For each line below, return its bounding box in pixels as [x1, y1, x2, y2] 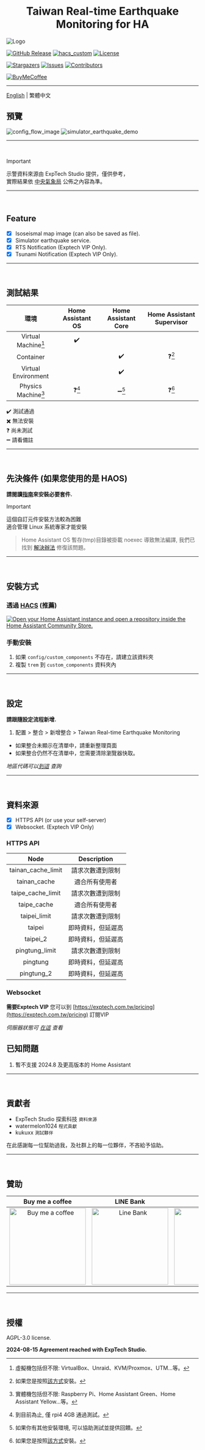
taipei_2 [24, 935, 48, 943]
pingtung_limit [15, 946, 56, 955]
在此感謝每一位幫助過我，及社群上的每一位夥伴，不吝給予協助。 [6, 1141, 167, 1149]
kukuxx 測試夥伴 [15, 1129, 54, 1136]
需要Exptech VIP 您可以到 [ [6, 1003, 75, 1010]
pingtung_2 [19, 969, 52, 978]
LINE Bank [115, 1198, 145, 1206]
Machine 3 [16, 390, 45, 399]
